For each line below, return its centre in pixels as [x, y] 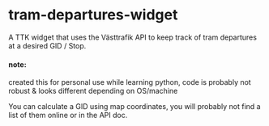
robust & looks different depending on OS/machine [93, 91]
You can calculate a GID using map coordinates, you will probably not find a [134, 107]
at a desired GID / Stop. [47, 45]
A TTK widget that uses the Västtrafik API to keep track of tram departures [133, 37]
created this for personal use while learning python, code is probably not [130, 82]
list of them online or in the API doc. [68, 115]
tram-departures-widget [93, 15]
